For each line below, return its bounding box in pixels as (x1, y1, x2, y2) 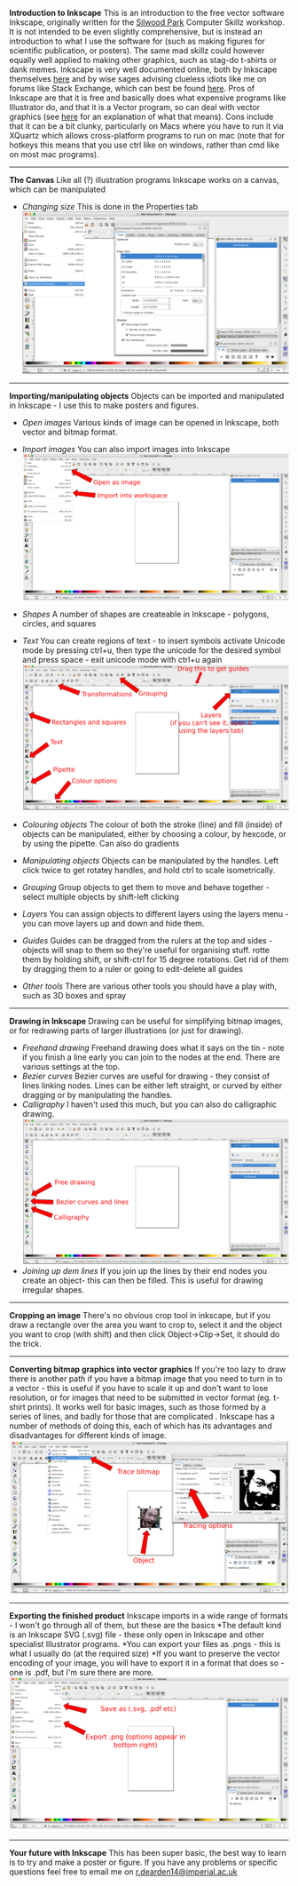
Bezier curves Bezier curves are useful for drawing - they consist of (21, 1070, 271, 1081)
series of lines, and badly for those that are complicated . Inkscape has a (9, 1411, 275, 1421)
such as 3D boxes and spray (21, 990, 127, 1000)
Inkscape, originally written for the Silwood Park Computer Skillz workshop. (9, 17, 286, 28)
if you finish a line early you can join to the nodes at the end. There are (21, 1052, 281, 1062)
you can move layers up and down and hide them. (21, 918, 205, 928)
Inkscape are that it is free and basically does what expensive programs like (9, 92, 286, 103)
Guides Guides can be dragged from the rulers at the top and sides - (21, 935, 273, 945)
